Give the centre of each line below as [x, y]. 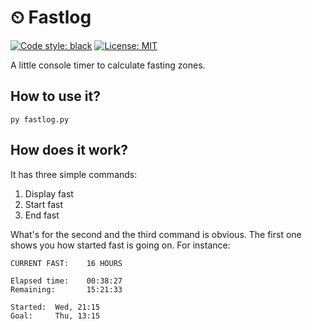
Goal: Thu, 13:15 [55, 316]
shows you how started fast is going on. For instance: [120, 245]
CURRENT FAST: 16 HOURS [66, 263]
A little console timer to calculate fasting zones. [108, 65]
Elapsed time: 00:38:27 [66, 281]
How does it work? [69, 150]
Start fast [44, 204]
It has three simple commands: [74, 174]
